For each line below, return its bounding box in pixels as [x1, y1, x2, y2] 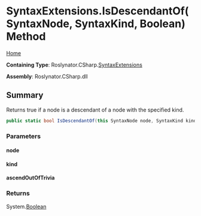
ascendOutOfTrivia [6, 174, 55, 181]
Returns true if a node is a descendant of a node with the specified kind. [6, 106, 184, 113]
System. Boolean [6, 203, 47, 210]
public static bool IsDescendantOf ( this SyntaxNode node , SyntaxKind [6, 118, 184, 124]
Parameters [6, 132, 41, 140]
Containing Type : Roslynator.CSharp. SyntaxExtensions [6, 61, 142, 68]
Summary [6, 90, 44, 100]
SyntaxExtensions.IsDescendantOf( [6, 4, 189, 18]
